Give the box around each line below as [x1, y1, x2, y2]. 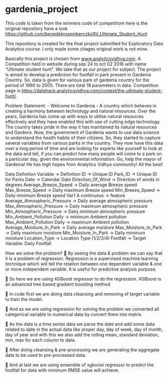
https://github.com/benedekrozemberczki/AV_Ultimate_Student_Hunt [5, 31, 147, 37]
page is [5, 87, 21, 93]
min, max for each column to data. [5, 337, 76, 343]
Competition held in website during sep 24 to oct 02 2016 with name [5, 61, 147, 67]
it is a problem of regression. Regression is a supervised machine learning [5, 255, 158, 262]
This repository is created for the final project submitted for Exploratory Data [5, 40, 163, 46]
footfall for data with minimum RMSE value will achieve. [5, 367, 119, 373]
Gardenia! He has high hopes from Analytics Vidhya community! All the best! [5, 161, 163, 167]
